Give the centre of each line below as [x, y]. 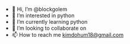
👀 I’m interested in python [43, 15]
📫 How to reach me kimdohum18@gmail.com [67, 35]
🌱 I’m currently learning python [50, 22]
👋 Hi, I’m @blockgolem [39, 9]
